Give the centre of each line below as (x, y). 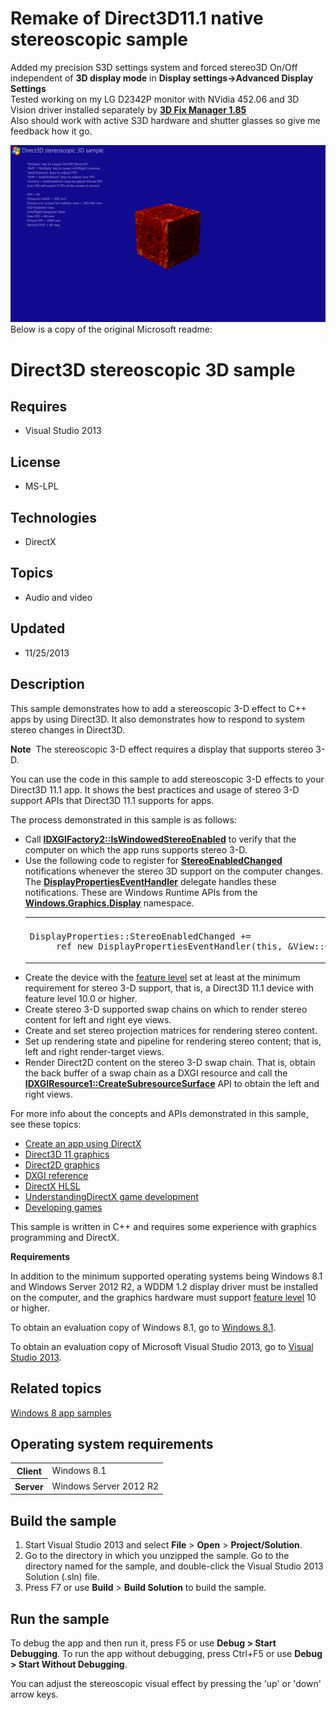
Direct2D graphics (62, 1164)
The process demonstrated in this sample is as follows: (123, 819)
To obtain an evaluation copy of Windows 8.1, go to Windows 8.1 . (143, 1327)
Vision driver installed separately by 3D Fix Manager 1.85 (128, 109)
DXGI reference (56, 1175)
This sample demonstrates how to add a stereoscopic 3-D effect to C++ (158, 708)
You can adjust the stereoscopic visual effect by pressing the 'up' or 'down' (166, 1683)
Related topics (56, 1388)
